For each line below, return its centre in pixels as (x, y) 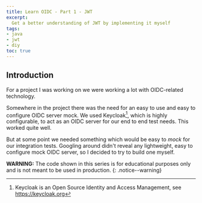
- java (14, 34)
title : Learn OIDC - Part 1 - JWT (50, 12)
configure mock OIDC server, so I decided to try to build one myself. (90, 152)
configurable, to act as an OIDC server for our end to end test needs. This (97, 121)
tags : (13, 29)
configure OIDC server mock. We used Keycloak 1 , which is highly (87, 115)
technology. (21, 96)
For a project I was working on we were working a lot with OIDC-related (95, 89)
